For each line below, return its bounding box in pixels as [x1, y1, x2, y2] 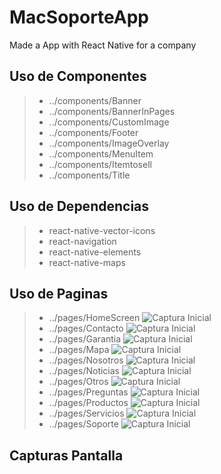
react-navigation [48, 235, 117, 247]
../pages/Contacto [48, 322, 124, 335]
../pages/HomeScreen [48, 312, 141, 324]
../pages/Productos [48, 397, 129, 409]
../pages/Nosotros [48, 354, 124, 366]
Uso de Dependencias [9, 198, 150, 215]
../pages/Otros [48, 376, 109, 388]
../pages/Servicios [48, 407, 125, 420]
